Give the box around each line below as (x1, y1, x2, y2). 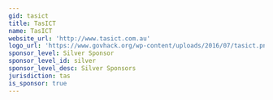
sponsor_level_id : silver (8, 57, 96, 65)
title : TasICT (8, 19, 57, 27)
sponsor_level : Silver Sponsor (8, 49, 115, 57)
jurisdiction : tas (8, 72, 71, 80)
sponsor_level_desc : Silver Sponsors (8, 65, 136, 73)
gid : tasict (8, 11, 49, 20)
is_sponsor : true (8, 79, 67, 87)
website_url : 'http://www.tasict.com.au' (8, 34, 151, 43)
